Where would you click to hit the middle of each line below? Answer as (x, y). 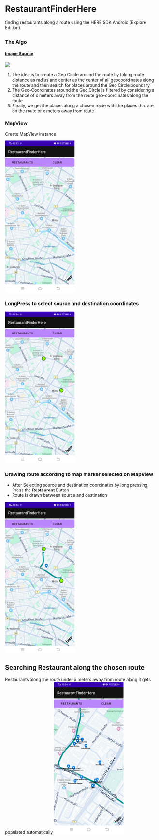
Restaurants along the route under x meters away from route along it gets (78, 680)
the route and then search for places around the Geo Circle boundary (81, 85)
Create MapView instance (31, 134)
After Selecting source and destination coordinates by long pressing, (80, 485)
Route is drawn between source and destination (59, 495)
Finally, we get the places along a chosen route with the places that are (83, 105)
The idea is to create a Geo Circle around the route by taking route (78, 74)
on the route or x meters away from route (53, 111)
